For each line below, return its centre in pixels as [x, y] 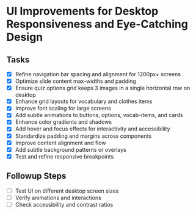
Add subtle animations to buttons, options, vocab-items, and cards [99, 115]
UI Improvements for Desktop [82, 11]
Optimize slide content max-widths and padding [75, 81]
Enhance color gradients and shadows [63, 122]
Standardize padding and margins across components [83, 136]
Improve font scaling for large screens [63, 109]
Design [25, 37]
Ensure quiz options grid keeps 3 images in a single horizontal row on [103, 88]
